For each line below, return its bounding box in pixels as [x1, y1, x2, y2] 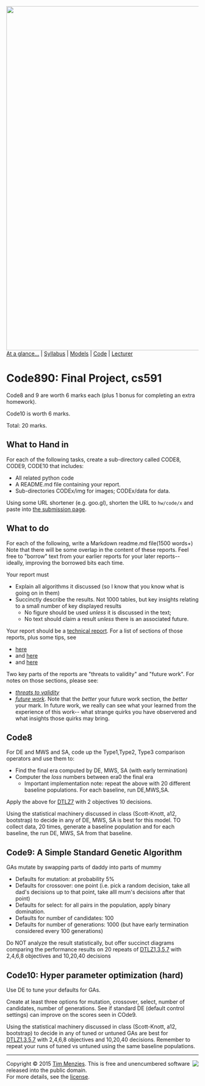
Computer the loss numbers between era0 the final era [15, 773, 154, 781]
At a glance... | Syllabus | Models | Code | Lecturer [6, 350, 133, 357]
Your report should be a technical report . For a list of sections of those [6, 627, 183, 634]
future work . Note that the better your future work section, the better [15, 695, 188, 702]
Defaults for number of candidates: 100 [15, 915, 114, 922]
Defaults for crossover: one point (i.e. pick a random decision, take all [15, 882, 190, 890]
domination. [15, 908, 46, 915]
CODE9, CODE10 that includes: [6, 462, 84, 469]
